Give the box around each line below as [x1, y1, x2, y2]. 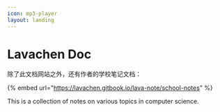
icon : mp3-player [7, 10, 58, 17]
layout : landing [7, 17, 54, 24]
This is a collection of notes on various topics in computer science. [7, 97, 200, 106]
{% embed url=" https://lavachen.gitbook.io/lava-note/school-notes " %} [7, 84, 214, 92]
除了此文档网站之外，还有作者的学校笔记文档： [7, 70, 141, 78]
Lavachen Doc [7, 46, 92, 62]
